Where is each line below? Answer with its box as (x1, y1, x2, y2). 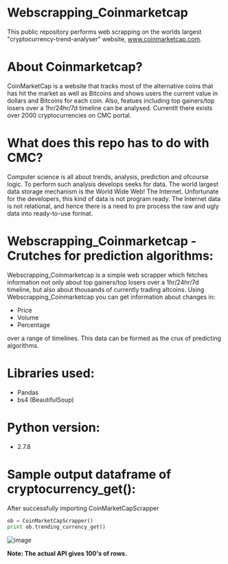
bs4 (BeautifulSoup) (16, 395, 74, 404)
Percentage (16, 320, 50, 328)
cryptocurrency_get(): (7, 481, 136, 497)
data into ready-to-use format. (7, 209, 93, 218)
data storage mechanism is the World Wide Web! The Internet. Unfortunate (7, 187, 219, 196)
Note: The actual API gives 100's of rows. (7, 550, 128, 558)
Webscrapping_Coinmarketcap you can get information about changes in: (7, 293, 216, 301)
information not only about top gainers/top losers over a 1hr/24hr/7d (7, 278, 199, 286)
